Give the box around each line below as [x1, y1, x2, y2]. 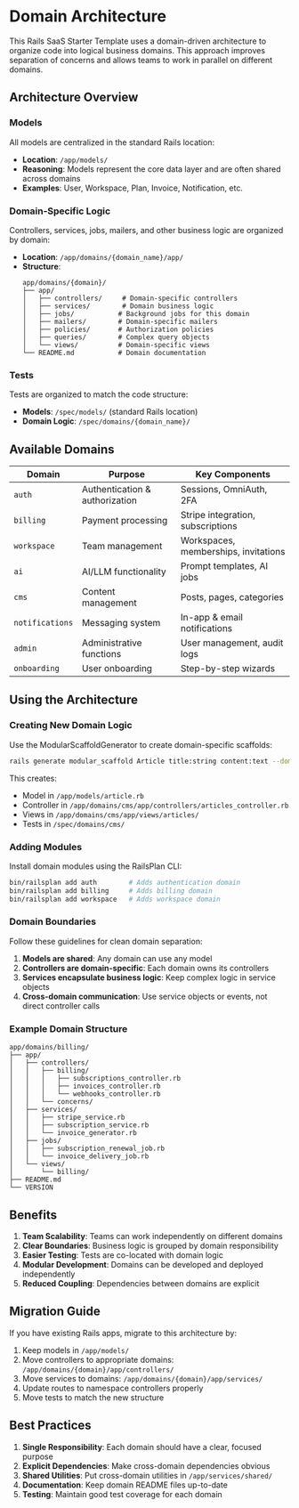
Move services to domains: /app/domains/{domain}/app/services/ [21, 1373, 263, 1383]
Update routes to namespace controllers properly [21, 1382, 204, 1393]
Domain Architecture [9, 6, 167, 27]
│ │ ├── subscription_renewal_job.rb [9, 1144, 166, 1154]
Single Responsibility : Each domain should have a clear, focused [21, 1441, 263, 1452]
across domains [21, 173, 81, 183]
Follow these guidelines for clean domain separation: [9, 936, 203, 946]
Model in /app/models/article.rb [21, 790, 144, 800]
